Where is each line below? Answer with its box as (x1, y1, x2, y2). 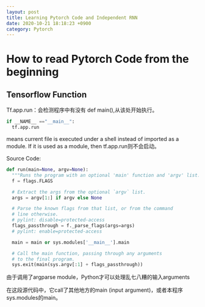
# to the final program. (12, 256, 75, 262)
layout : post (6, 9, 40, 15)
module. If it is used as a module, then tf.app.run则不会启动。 (6, 143, 160, 150)
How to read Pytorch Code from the (6, 52, 189, 66)
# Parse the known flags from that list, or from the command (12, 206, 173, 212)
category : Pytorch (6, 26, 53, 32)
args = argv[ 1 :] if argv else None (12, 195, 103, 201)
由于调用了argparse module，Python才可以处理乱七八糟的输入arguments (6, 273, 190, 281)
